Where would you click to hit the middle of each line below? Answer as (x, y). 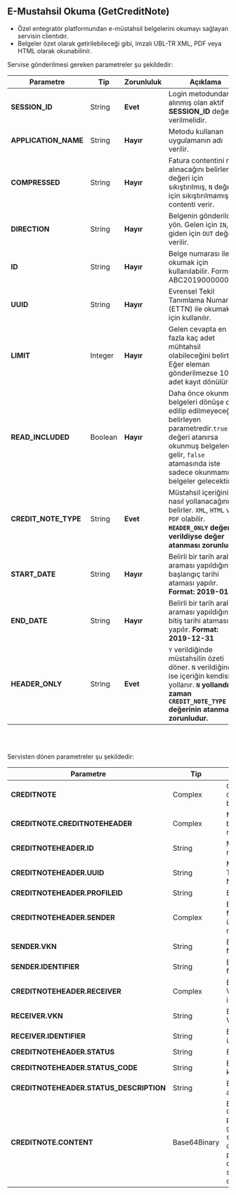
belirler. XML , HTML (196, 510)
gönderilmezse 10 (198, 373)
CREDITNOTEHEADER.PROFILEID (67, 893)
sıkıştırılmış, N (190, 187)
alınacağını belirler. (199, 169)
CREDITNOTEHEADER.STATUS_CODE (74, 1067)
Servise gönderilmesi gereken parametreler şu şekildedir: (90, 64)
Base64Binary (196, 1142)
